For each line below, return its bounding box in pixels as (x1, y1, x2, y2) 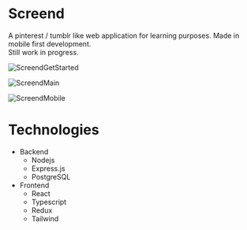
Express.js (31, 163, 65, 173)
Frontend (19, 180, 50, 190)
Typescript (31, 197, 67, 206)
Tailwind (31, 213, 59, 223)
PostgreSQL (31, 172, 71, 181)
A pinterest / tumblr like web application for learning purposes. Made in (8, 31, 240, 40)
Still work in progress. (8, 47, 79, 57)
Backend (19, 147, 49, 156)
